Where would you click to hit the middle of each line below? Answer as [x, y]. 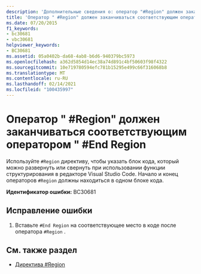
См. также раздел [42, 250]
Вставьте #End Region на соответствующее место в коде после [95, 225]
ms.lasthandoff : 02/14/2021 [41, 84]
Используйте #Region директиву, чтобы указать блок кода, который [93, 161]
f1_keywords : [22, 28]
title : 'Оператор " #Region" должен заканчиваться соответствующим [92, 17]
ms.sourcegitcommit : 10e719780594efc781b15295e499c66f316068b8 [87, 67]
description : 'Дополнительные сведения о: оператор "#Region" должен [95, 12]
